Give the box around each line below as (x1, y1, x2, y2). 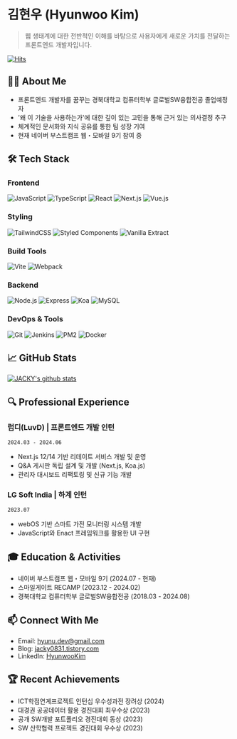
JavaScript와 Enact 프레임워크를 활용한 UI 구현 (17, 529, 150, 538)
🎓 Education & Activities (7, 551, 121, 563)
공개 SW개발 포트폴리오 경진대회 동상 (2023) (17, 715, 144, 723)
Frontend (7, 178, 40, 188)
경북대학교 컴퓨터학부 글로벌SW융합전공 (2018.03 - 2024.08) (17, 592, 190, 600)
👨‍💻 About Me (7, 76, 67, 88)
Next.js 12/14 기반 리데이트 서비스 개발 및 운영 (17, 453, 147, 461)
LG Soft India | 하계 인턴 (7, 490, 88, 500)
